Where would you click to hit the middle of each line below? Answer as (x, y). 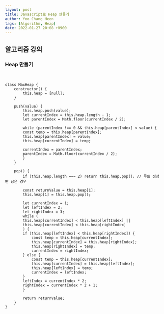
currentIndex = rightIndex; (60, 251)
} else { (32, 255)
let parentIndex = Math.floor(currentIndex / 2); (74, 119)
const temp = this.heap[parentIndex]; (62, 132)
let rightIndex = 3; (44, 212)
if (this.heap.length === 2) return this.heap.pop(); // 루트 (87, 176)
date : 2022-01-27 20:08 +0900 (36, 28)
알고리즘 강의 (24, 49)
